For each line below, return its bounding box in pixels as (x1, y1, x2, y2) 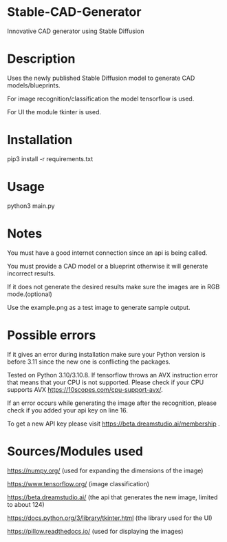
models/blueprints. (7, 81, 61, 90)
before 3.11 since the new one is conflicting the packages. (7, 357, 171, 366)
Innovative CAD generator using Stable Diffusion (7, 27, 144, 35)
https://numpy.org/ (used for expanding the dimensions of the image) (7, 466, 204, 475)
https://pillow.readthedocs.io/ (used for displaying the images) (7, 527, 184, 535)
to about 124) (7, 500, 45, 508)
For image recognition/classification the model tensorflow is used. (7, 94, 195, 103)
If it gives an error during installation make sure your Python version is (7, 350, 206, 358)
